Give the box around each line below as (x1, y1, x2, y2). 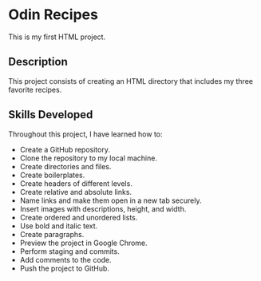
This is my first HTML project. (8, 32, 106, 42)
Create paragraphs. (19, 229, 85, 239)
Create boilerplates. (19, 170, 85, 180)
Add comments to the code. (19, 255, 112, 264)
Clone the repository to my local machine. (19, 153, 158, 163)
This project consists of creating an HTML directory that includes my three (8, 76, 254, 85)
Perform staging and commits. (19, 246, 120, 256)
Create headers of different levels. (19, 178, 133, 188)
